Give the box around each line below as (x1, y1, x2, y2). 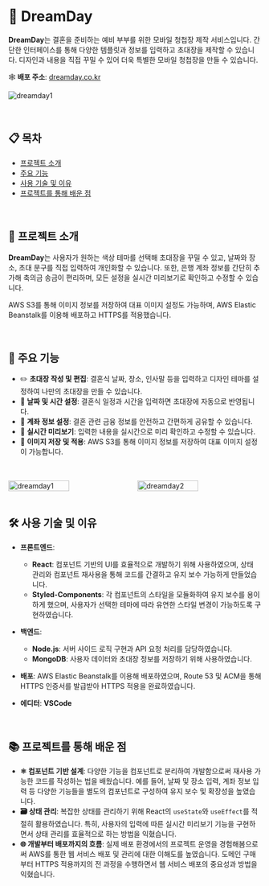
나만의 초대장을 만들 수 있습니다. (41, 386, 143, 397)
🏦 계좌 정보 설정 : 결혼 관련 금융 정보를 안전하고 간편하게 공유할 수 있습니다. (19, 417, 253, 427)
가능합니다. (28, 447, 64, 457)
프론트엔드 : (19, 542, 55, 552)
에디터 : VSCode (19, 698, 72, 708)
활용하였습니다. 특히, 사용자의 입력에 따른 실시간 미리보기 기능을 (35, 819, 234, 828)
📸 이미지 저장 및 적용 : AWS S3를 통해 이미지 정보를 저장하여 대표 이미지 (19, 437, 243, 447)
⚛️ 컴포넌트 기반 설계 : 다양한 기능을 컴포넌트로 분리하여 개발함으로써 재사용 (19, 766, 253, 776)
